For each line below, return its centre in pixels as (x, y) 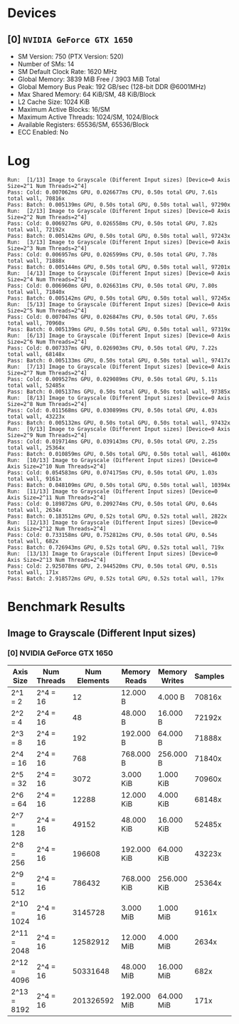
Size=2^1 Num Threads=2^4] (47, 186)
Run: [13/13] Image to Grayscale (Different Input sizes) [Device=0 (113, 553)
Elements (94, 680)
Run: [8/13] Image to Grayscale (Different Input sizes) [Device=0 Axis (119, 398)
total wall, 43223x (36, 417)
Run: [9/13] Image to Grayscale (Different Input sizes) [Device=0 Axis (119, 429)
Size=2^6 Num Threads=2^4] (47, 342)
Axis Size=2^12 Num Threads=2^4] (57, 528)
